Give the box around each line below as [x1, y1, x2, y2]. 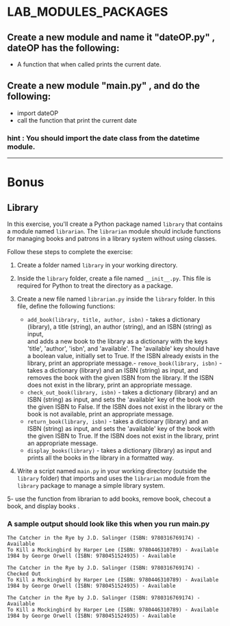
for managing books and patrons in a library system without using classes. [7, 234, 217, 243]
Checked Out [7, 571, 41, 577]
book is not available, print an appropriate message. [27, 410, 174, 418]
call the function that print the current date [16, 116, 137, 124]
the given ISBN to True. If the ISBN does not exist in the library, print [27, 432, 219, 440]
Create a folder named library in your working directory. [16, 261, 178, 269]
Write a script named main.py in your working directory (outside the [16, 467, 207, 475]
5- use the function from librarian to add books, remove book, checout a [7, 494, 211, 503]
